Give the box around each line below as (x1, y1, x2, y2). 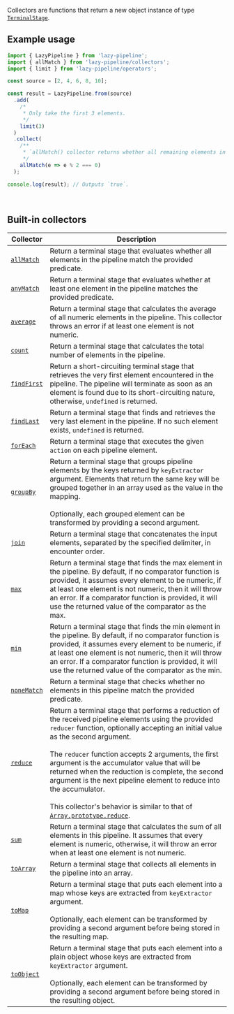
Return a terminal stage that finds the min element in (49, 622, 221, 632)
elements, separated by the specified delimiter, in (49, 538, 211, 548)
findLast (10, 417, 40, 426)
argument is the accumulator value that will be (49, 758, 201, 768)
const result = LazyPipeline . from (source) (7, 90, 132, 97)
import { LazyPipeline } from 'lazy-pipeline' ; (7, 52, 148, 59)
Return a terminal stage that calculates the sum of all (49, 822, 221, 832)
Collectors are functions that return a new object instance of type (7, 6, 195, 14)
